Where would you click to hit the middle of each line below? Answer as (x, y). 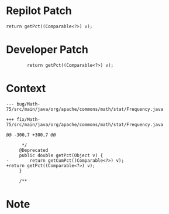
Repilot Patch (39, 11)
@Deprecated (34, 150)
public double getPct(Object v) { (61, 155)
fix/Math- (29, 119)
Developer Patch (47, 50)
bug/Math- (29, 104)
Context (26, 89)
